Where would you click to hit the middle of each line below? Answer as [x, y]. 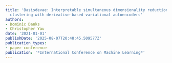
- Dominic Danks [23, 24]
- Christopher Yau [25, 29]
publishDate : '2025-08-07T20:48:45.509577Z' [53, 39]
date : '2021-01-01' [26, 34]
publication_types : [26, 43]
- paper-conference [26, 48]
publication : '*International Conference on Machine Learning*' [75, 52]
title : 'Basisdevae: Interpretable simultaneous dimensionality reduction [87, 10]
